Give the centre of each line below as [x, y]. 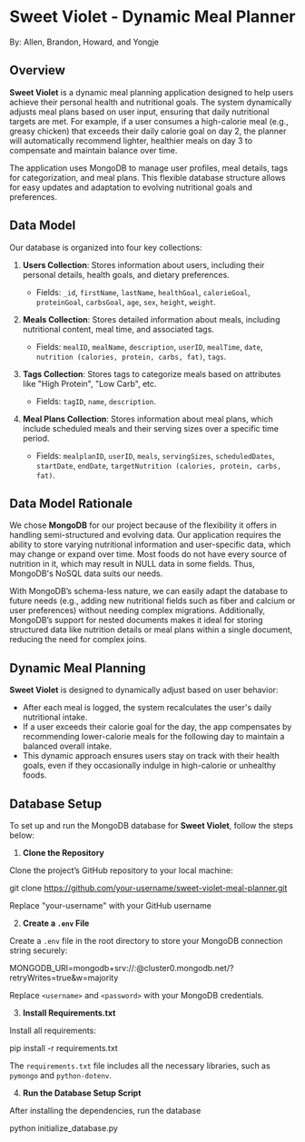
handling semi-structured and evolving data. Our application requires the [145, 535]
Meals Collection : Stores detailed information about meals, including [151, 319]
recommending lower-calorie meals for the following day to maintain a [153, 737]
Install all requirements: [53, 1030]
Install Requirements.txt [69, 1013]
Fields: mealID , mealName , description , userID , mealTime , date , [149, 346]
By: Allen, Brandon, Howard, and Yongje [84, 42]
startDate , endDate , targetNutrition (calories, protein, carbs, [158, 465]
